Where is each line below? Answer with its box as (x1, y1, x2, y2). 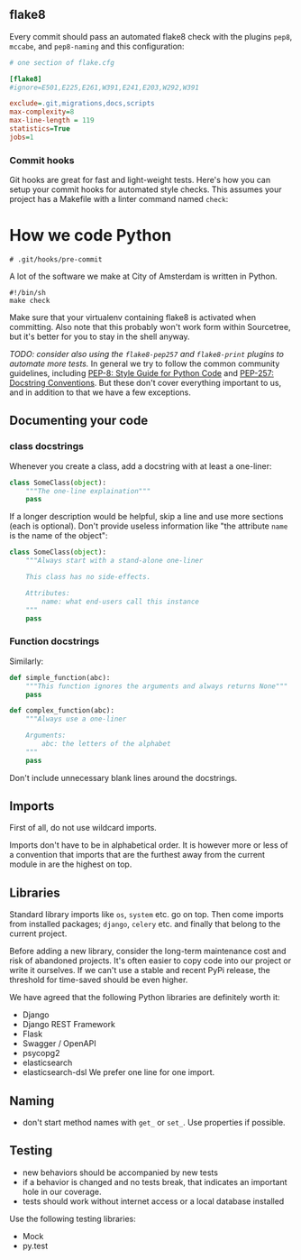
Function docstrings (9, 635, 100, 648)
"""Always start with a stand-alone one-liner (25, 556, 204, 566)
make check (9, 297, 50, 306)
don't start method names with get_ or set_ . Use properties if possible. (22, 1117, 286, 1128)
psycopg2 (22, 1048, 60, 1059)
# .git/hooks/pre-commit (9, 255, 103, 264)
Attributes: (25, 588, 70, 598)
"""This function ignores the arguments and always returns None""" (25, 681, 288, 691)
